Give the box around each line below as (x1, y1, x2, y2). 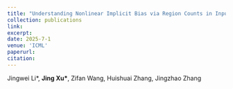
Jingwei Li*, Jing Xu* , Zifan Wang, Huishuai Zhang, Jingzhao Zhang (7, 74, 202, 82)
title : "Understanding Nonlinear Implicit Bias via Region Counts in (7, 10, 213, 17)
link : (7, 23, 23, 30)
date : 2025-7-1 (7, 36, 51, 43)
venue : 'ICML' (7, 42, 49, 49)
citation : (7, 55, 36, 62)
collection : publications (7, 17, 82, 23)
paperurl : (7, 49, 36, 56)
